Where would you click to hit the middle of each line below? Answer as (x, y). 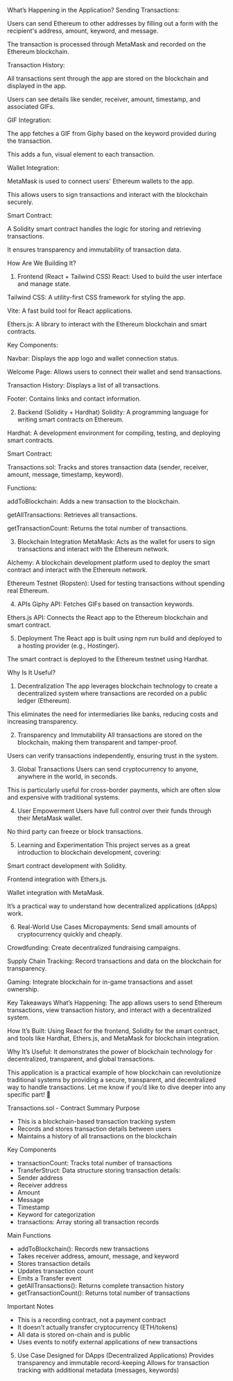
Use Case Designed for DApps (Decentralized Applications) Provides (115, 1355)
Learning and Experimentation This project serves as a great (104, 845)
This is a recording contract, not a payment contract (92, 1320)
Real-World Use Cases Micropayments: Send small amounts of (107, 927)
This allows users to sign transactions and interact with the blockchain (107, 194)
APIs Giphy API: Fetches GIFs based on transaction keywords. (105, 604)
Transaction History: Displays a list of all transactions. (84, 385)
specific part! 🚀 (29, 1094)
